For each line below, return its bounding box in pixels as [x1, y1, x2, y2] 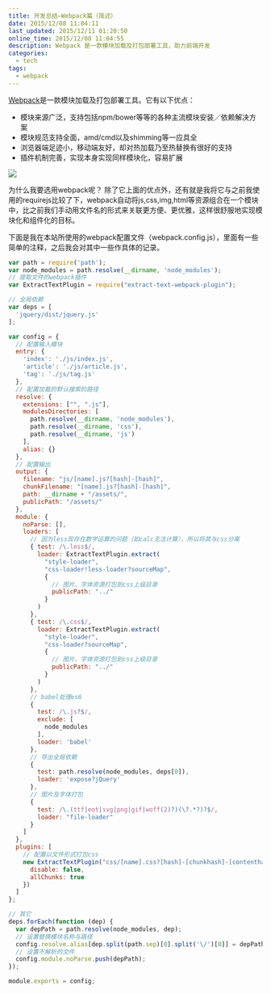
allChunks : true [29, 873, 85, 881]
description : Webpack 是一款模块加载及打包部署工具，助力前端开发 [8, 42, 211, 50]
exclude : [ [37, 715, 74, 723]
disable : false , [29, 865, 85, 874]
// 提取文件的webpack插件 [8, 274, 87, 282]
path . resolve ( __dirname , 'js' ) [29, 430, 135, 438]
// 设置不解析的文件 [15, 948, 75, 956]
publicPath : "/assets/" [23, 497, 103, 505]
